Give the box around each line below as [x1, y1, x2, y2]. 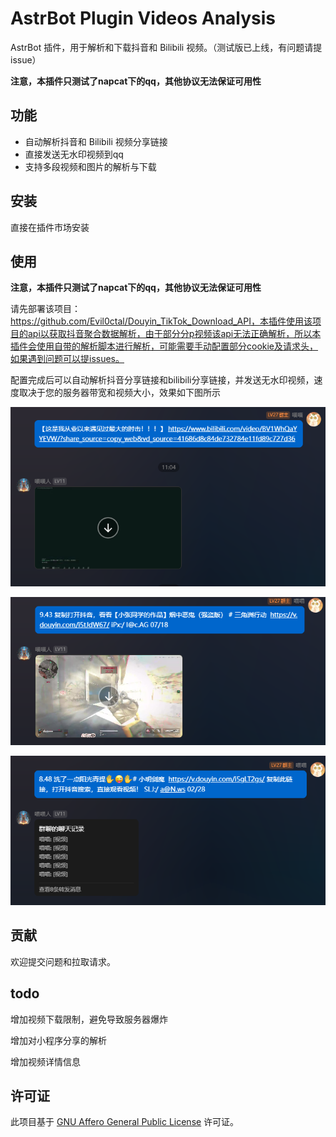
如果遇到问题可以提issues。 [10, 353, 125, 365]
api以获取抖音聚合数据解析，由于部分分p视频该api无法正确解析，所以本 [27, 328, 322, 340]
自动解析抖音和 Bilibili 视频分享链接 [24, 135, 168, 147]
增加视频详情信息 [10, 1055, 81, 1067]
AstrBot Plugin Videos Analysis [10, 7, 277, 30]
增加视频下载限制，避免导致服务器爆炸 [10, 1013, 168, 1025]
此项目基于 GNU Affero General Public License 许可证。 [10, 1116, 240, 1128]
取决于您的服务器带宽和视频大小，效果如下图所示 [18, 387, 221, 399]
